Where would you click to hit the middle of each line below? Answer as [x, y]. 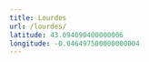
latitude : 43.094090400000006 [67, 35]
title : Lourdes [38, 18]
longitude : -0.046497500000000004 [75, 43]
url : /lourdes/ [38, 26]
